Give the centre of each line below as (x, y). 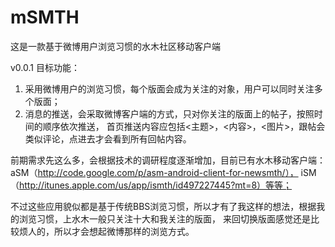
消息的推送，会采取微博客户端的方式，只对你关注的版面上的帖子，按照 (169, 113)
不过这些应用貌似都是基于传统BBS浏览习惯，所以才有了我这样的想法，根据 (163, 206)
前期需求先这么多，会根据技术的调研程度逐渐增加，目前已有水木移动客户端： (168, 160)
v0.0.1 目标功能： (45, 67)
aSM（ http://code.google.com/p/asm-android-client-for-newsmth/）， (154, 172)
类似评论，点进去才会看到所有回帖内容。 (108, 138)
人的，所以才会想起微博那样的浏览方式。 (111, 231)
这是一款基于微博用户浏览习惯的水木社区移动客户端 (115, 46)
